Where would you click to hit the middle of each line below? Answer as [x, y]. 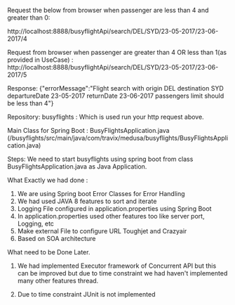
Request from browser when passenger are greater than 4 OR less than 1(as [117, 52]
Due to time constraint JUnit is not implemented [86, 294]
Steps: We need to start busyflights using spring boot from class [100, 159]
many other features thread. [58, 281]
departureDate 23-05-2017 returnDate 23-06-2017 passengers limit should [116, 96]
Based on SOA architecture [56, 239]
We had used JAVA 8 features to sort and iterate [87, 201]
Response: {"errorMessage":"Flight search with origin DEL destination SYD [116, 88]
